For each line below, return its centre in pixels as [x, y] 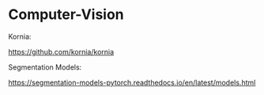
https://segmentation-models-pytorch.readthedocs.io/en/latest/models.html [132, 82]
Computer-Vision [66, 15]
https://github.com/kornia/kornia [61, 51]
